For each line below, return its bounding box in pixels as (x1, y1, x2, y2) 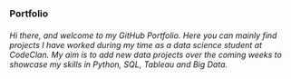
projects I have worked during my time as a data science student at (9, 39, 263, 50)
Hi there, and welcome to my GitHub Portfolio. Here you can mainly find (9, 30, 277, 41)
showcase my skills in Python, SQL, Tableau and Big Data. (9, 58, 228, 70)
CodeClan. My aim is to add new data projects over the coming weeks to (9, 49, 283, 60)
